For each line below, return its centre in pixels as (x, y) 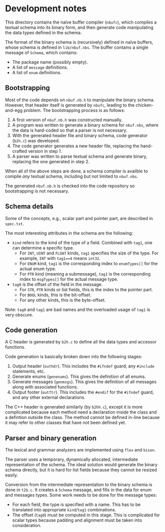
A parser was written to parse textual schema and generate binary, (80, 156)
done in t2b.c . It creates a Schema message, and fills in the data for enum (78, 490)
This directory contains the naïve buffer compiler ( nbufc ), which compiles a (81, 22)
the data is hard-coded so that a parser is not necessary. (70, 130)
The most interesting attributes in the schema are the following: (69, 233)
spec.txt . (15, 224)
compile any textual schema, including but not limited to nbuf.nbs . (72, 176)
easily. (12, 475)
